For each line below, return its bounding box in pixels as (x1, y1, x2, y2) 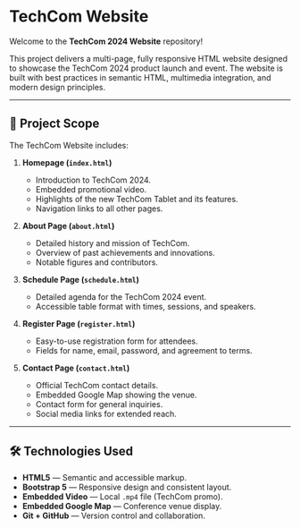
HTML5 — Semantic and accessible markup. (21, 472, 187, 482)
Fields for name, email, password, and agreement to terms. (35, 345, 253, 355)
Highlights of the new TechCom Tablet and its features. (35, 193, 238, 204)
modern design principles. (9, 81, 105, 92)
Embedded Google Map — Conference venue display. (21, 500, 222, 511)
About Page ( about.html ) (21, 220, 115, 231)
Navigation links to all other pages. (35, 203, 163, 214)
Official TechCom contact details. (35, 379, 159, 390)
